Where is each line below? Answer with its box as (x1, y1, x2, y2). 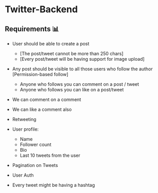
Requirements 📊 (5, 25, 60, 33)
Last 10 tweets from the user (19, 152, 81, 158)
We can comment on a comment (12, 96, 82, 103)
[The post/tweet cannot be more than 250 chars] (19, 51, 124, 57)
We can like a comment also (12, 106, 72, 112)
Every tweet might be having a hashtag (12, 182, 95, 188)
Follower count (19, 141, 52, 148)
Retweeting (12, 116, 36, 122)
